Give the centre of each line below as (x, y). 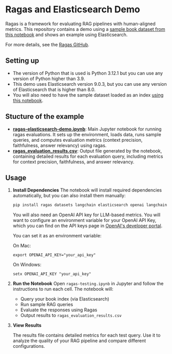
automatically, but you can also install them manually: (69, 196)
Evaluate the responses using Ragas (59, 310)
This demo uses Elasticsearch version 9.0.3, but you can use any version (90, 84)
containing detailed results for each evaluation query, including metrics (88, 156)
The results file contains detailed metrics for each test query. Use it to (87, 336)
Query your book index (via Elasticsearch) (65, 299)
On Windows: (27, 265)
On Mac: (22, 246)
